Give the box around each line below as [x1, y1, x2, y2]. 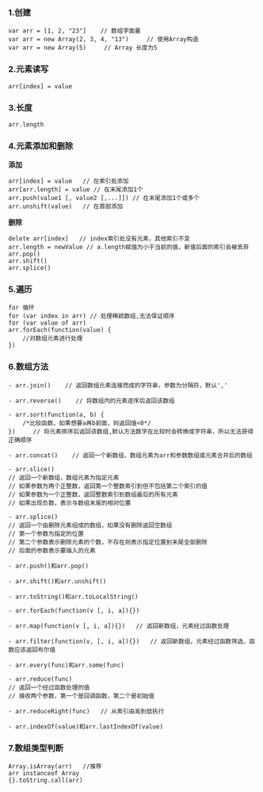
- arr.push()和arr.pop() [8, 562, 90, 570]
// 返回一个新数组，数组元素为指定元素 [8, 474, 120, 482]
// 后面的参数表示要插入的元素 [8, 546, 97, 555]
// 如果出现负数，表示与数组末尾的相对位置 [8, 498, 131, 507]
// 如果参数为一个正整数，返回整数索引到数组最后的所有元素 [8, 490, 178, 498]
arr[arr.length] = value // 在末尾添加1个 [8, 186, 143, 194]
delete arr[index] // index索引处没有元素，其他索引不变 [8, 235, 190, 243]
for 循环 [8, 304, 35, 312]
